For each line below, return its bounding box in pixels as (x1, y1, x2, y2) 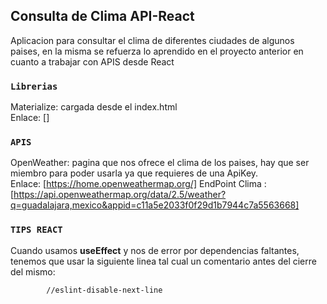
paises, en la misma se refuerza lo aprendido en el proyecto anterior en (10, 45, 304, 57)
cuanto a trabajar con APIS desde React (10, 55, 175, 68)
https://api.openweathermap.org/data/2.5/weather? (13, 189, 227, 201)
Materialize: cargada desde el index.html (10, 101, 178, 113)
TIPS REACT (10, 224, 63, 236)
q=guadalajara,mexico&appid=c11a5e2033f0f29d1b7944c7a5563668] (10, 199, 300, 211)
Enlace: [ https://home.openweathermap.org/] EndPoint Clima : (10, 178, 267, 190)
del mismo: (10, 265, 56, 278)
